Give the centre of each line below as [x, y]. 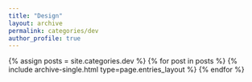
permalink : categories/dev [54, 31]
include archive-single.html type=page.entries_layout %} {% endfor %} [126, 70]
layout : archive [35, 23]
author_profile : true [45, 38]
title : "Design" [35, 16]
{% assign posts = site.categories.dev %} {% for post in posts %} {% [123, 61]
